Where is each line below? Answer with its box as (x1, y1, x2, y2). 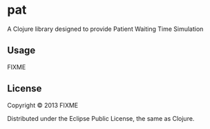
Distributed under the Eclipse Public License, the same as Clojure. (7, 114, 195, 122)
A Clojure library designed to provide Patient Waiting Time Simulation (7, 25, 204, 33)
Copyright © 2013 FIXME (7, 101, 78, 109)
